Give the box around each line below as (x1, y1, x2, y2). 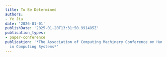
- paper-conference (5, 35, 46, 40)
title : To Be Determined (5, 7, 57, 12)
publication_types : (5, 30, 46, 35)
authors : (5, 12, 23, 17)
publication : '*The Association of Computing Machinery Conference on (5, 40, 155, 45)
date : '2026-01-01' (5, 21, 46, 26)
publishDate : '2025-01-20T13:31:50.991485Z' (5, 26, 99, 31)
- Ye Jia (5, 16, 23, 21)
